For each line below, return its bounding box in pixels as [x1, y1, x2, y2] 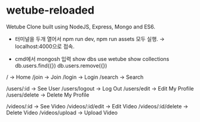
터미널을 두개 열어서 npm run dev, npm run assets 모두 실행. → [14, 35, 165, 42]
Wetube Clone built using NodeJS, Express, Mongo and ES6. [6, 23, 156, 30]
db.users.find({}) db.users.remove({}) [14, 62, 107, 69]
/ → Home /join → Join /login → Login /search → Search [6, 73, 144, 81]
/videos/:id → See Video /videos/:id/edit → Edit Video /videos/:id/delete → [6, 102, 189, 110]
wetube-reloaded [6, 4, 94, 17]
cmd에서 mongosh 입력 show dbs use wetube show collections [14, 55, 170, 62]
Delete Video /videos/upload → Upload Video [6, 109, 118, 116]
